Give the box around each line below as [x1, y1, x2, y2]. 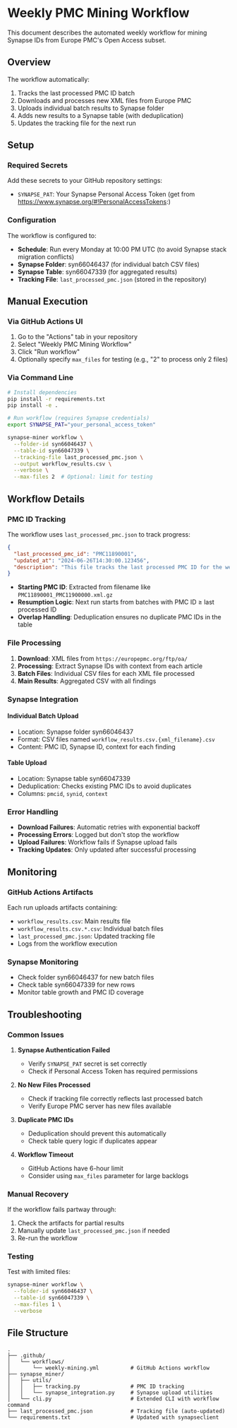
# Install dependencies [7, 388, 78, 396]
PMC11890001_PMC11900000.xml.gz [17, 592, 113, 599]
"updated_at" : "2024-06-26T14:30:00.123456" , [13, 557, 150, 564]
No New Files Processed [17, 1081, 91, 1089]
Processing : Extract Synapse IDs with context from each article [17, 662, 203, 670]
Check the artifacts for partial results [17, 1219, 125, 1227]
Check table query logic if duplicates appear [28, 1136, 157, 1145]
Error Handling [7, 807, 59, 816]
